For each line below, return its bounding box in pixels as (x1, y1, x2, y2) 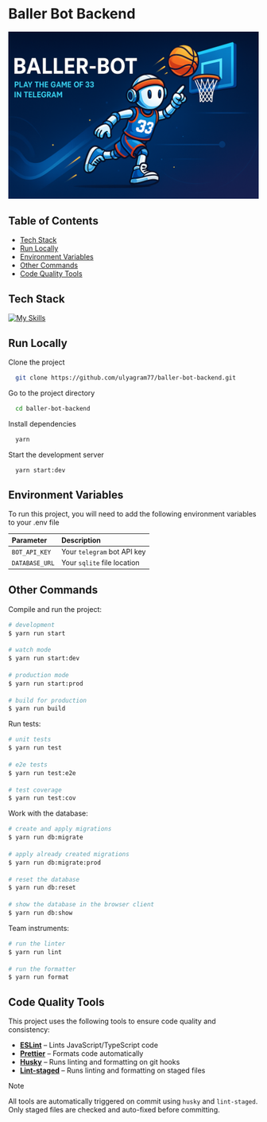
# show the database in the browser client (8, 901, 155, 909)
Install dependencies (8, 419, 77, 428)
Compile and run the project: (8, 604, 102, 614)
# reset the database (8, 875, 80, 883)
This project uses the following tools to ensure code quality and (8, 1016, 216, 1027)
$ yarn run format (8, 973, 69, 981)
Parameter (11, 535, 48, 545)
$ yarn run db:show (8, 909, 73, 917)
